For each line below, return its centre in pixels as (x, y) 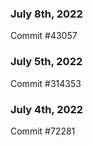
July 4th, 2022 (47, 109)
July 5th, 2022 (46, 62)
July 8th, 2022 (46, 14)
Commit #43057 (44, 36)
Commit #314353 (46, 83)
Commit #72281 (43, 131)
